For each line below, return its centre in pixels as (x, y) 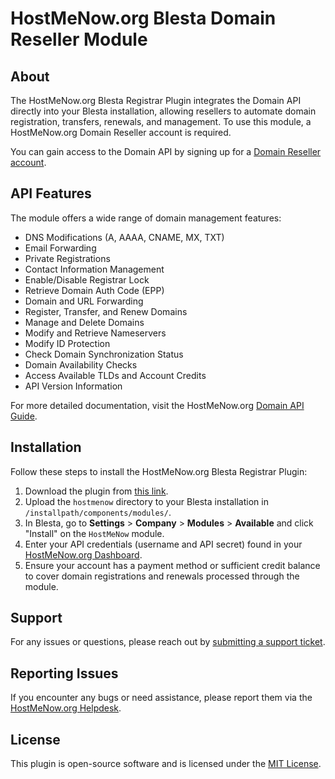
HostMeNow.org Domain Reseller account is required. (121, 132)
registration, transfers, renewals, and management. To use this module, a (161, 121)
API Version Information (73, 386)
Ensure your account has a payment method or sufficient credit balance (172, 565)
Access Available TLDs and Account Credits (115, 375)
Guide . (24, 416)
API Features (51, 193)
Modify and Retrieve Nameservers (95, 333)
